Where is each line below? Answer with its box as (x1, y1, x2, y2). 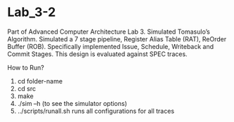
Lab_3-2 (7, 4, 56, 20)
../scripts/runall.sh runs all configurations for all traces (17, 107, 174, 115)
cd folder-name (17, 76, 63, 85)
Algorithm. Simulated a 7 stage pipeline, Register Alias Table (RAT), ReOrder (7, 34, 227, 43)
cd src (17, 84, 37, 93)
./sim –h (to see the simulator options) (17, 99, 128, 107)
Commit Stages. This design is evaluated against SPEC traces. (7, 50, 188, 58)
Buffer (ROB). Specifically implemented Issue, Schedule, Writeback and (7, 42, 214, 50)
